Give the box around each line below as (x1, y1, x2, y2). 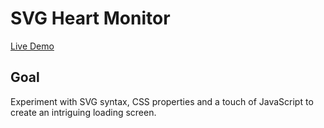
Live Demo (10, 40, 55, 52)
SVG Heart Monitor (10, 7, 171, 30)
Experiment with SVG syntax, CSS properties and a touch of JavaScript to (10, 95, 314, 107)
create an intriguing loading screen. (10, 106, 157, 118)
